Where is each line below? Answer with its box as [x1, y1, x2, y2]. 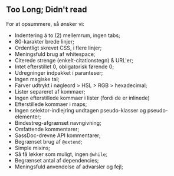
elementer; [14, 113, 41, 120]
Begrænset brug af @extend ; [14, 138, 83, 145]
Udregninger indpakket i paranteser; [14, 69, 103, 76]
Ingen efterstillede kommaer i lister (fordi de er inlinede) [14, 94, 150, 101]
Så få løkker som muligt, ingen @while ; [14, 150, 107, 158]
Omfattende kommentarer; [14, 125, 80, 132]
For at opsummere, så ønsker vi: [6, 20, 84, 27]
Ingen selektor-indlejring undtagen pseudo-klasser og [14, 107, 146, 114]
